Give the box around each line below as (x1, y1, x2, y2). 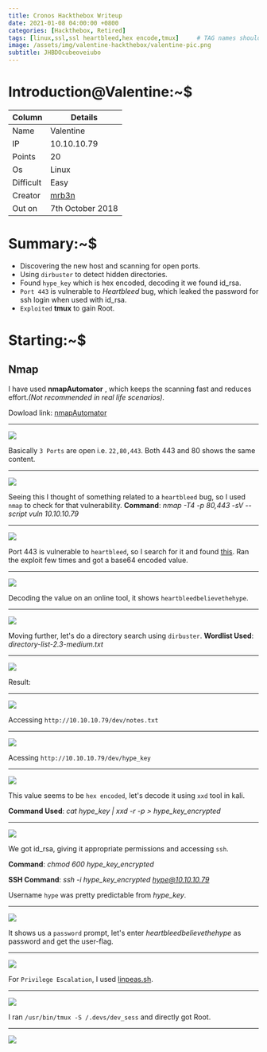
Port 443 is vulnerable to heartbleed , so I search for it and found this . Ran (8, 546, 250, 556)
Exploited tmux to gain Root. (19, 303, 115, 313)
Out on (12, 202, 38, 213)
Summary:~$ (8, 235, 98, 253)
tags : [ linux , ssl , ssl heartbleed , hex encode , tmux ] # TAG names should (8, 33, 261, 42)
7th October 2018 (50, 202, 118, 213)
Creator (12, 190, 41, 201)
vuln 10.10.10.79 (29, 509, 79, 518)
